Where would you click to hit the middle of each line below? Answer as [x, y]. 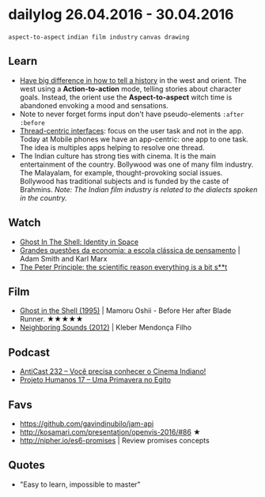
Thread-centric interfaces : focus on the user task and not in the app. [131, 130]
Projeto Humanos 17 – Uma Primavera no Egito [95, 380]
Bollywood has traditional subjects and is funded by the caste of [124, 181]
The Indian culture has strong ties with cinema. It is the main [117, 156]
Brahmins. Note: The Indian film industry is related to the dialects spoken [138, 189]
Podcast [29, 352]
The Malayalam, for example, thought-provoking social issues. [121, 172]
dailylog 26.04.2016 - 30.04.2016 [121, 15]
